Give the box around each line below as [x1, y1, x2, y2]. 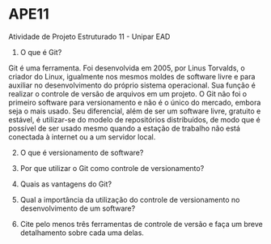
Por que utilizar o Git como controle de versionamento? [19, 163, 205, 173]
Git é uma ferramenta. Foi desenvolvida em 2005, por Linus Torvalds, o [8, 62, 245, 73]
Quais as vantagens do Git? [19, 179, 112, 189]
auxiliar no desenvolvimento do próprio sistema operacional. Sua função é [8, 80, 256, 90]
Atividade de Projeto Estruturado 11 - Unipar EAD [8, 32, 171, 41]
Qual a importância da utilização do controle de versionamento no [19, 195, 240, 204]
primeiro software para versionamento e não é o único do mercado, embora [8, 97, 261, 107]
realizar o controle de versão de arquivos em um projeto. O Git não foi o [8, 88, 248, 98]
